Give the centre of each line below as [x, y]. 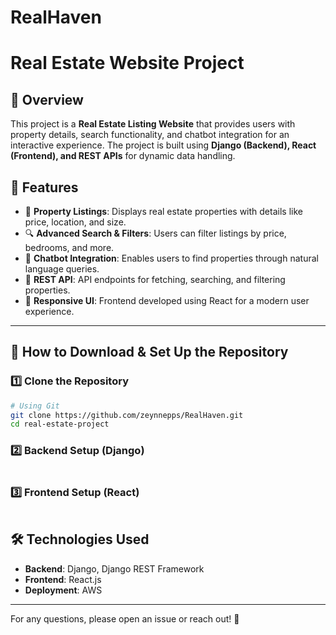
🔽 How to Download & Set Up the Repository [149, 352]
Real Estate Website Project [127, 63]
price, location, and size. [75, 222]
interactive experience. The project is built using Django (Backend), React [163, 145]
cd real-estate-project [60, 424]
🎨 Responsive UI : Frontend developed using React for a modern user [167, 300]
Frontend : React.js [63, 579]
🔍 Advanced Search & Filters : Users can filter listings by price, [155, 233]
